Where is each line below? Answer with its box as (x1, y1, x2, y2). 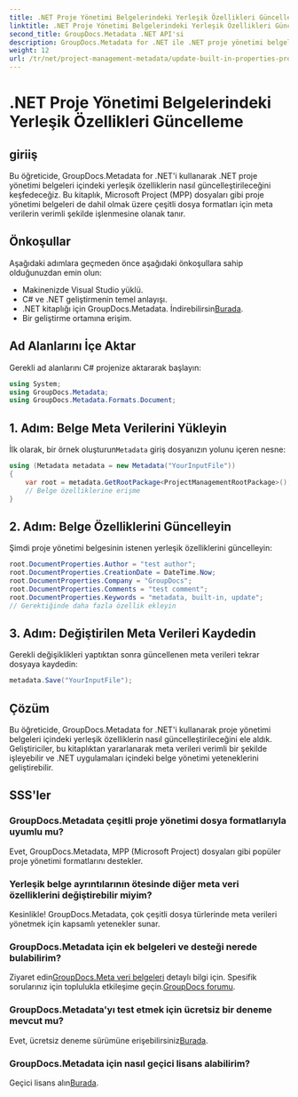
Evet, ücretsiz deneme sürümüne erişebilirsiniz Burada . (9, 1035, 208, 1045)
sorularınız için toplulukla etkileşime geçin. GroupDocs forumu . (9, 981, 236, 992)
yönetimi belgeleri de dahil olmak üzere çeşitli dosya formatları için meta (9, 199, 273, 209)
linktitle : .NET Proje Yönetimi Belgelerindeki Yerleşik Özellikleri (9, 21, 272, 30)
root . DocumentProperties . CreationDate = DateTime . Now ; (9, 569, 216, 577)
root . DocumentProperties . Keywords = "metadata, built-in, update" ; (9, 593, 264, 601)
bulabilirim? (9, 951, 62, 964)
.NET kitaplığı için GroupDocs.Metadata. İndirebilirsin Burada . (21, 303, 244, 314)
